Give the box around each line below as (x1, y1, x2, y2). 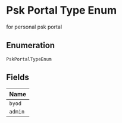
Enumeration (6, 40, 55, 51)
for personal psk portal (6, 23, 62, 30)
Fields (6, 72, 30, 83)
